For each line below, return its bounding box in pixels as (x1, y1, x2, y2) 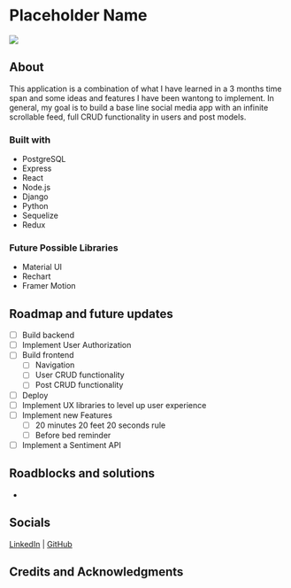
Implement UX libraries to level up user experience (21, 399, 207, 410)
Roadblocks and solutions (9, 466, 156, 481)
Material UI (21, 262, 63, 273)
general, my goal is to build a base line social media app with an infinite (9, 102, 269, 112)
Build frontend (21, 350, 74, 360)
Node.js (21, 182, 51, 193)
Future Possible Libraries (9, 241, 119, 253)
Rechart (21, 271, 51, 282)
